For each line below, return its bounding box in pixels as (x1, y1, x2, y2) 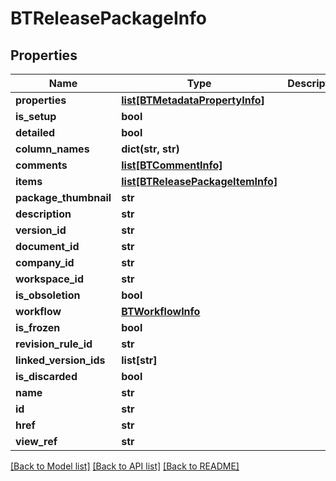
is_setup (15, 110, 57, 123)
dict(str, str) (121, 142, 180, 156)
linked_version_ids (15, 353, 106, 367)
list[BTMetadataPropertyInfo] (121, 93, 265, 107)
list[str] (121, 353, 158, 367)
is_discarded (15, 370, 78, 383)
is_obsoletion (15, 288, 81, 302)
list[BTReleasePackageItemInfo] (121, 175, 278, 188)
